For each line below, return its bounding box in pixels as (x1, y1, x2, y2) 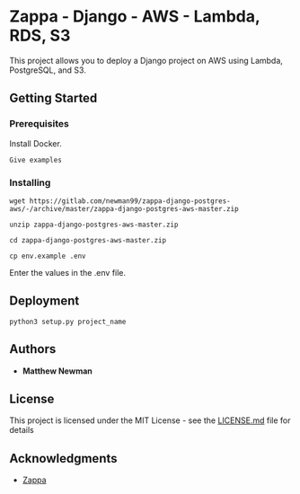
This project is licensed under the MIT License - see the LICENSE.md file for (9, 415, 291, 426)
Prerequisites (9, 118, 69, 130)
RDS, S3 (9, 25, 71, 46)
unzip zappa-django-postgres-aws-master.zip (9, 220, 179, 229)
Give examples (9, 155, 63, 164)
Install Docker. (9, 137, 63, 149)
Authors (9, 341, 57, 357)
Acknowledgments (9, 451, 119, 466)
